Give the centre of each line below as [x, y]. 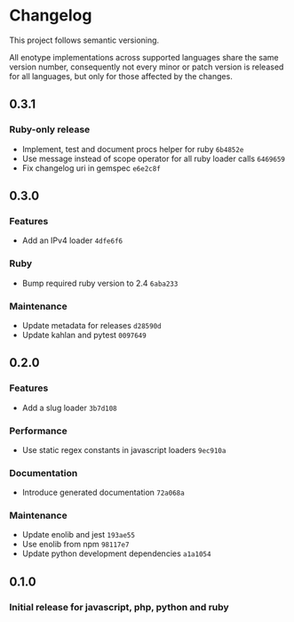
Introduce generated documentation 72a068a [103, 493]
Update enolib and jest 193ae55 [79, 535]
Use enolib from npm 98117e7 [75, 545]
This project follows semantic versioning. [84, 40]
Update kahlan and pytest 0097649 [84, 335]
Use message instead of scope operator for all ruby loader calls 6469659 [154, 158]
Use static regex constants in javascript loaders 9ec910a [124, 449]
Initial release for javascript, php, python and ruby [119, 607]
